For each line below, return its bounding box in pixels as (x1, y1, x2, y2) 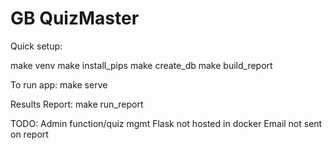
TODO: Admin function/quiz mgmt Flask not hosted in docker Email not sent (10, 117, 323, 129)
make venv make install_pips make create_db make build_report (10, 59, 273, 71)
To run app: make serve (10, 78, 108, 91)
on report (10, 128, 49, 140)
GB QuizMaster (10, 7, 140, 30)
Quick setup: (10, 40, 63, 52)
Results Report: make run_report (10, 98, 144, 110)
